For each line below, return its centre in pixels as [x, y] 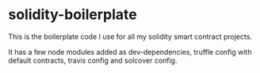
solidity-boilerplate [73, 15]
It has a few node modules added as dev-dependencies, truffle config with [130, 52]
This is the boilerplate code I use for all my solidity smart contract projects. [130, 36]
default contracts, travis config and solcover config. [93, 60]
